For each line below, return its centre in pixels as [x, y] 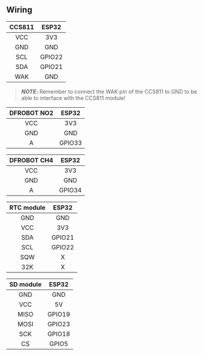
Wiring [19, 10]
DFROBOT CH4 [31, 160]
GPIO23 [59, 324]
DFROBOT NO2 [32, 113]
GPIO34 [70, 190]
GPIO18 [59, 334]
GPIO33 [71, 143]
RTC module [28, 207]
